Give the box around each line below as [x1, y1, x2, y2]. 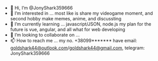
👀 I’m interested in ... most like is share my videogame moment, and [10, 10, 153, 16]
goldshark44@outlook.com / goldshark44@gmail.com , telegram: [10, 45, 145, 51]
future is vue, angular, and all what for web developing [10, 26, 126, 33]
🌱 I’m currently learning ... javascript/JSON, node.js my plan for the [10, 21, 151, 27]
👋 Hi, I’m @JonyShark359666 [10, 5, 73, 11]
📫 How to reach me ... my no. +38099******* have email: [10, 38, 137, 43]
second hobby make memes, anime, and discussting [10, 16, 122, 21]
